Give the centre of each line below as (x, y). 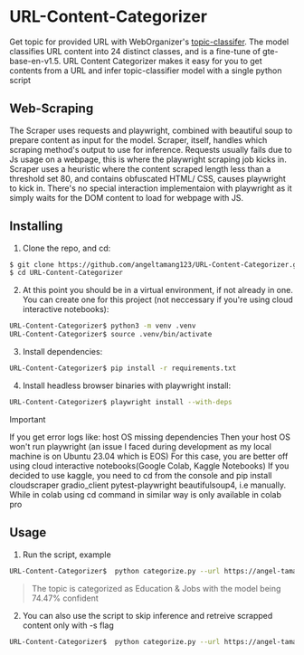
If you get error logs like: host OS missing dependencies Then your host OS (150, 437)
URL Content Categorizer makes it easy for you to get (162, 61)
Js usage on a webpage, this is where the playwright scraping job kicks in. (148, 159)
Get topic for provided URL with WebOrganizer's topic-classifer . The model (149, 42)
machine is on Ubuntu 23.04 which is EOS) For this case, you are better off (149, 456)
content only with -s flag (68, 625)
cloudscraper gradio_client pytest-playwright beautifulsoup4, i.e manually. (148, 485)
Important (28, 419)
